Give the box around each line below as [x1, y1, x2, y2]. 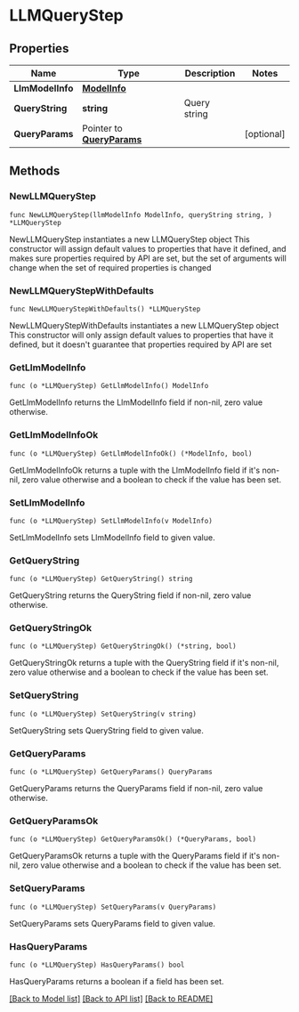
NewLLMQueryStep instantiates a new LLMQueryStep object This [9, 233, 251, 245]
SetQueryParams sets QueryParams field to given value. [9, 918, 216, 928]
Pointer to [81, 122, 123, 134]
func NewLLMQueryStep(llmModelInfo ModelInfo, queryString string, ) [9, 210, 273, 219]
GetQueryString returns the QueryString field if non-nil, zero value [9, 590, 252, 601]
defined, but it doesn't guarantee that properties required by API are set [9, 339, 272, 350]
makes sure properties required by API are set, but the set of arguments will [9, 253, 287, 263]
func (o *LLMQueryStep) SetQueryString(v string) [9, 709, 198, 718]
